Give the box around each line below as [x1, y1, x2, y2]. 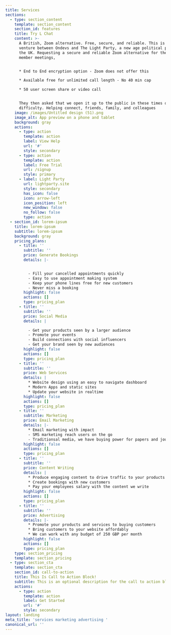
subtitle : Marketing [23, 413, 67, 419]
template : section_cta [14, 565, 63, 570]
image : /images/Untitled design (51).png [14, 110, 103, 115]
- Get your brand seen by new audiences [27, 342, 115, 347]
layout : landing [5, 613, 40, 618]
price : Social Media [23, 313, 67, 319]
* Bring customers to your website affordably [27, 527, 129, 532]
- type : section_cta [10, 560, 53, 566]
